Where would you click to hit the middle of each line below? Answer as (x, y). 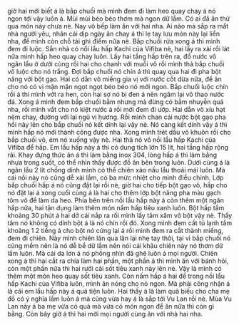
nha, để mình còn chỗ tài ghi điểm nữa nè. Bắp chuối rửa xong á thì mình (114, 41)
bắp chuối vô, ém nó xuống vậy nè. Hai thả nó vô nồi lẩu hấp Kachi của (112, 140)
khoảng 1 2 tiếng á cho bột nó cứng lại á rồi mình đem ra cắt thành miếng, (115, 231)
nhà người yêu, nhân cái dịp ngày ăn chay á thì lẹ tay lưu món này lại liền (113, 33)
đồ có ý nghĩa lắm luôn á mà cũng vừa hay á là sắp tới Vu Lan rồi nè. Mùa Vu (119, 299)
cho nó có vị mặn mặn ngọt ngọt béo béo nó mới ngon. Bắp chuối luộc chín (118, 87)
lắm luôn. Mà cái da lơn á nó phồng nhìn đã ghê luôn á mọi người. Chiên (112, 253)
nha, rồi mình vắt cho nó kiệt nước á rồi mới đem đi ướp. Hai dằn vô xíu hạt (117, 109)
